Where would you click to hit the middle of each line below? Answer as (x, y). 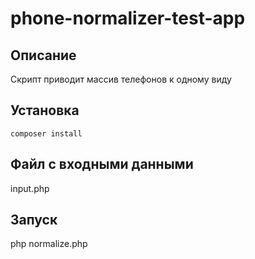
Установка (45, 110)
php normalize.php (49, 244)
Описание (43, 55)
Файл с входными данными (102, 164)
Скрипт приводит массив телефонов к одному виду (121, 79)
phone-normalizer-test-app (128, 18)
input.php (30, 188)
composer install (46, 133)
